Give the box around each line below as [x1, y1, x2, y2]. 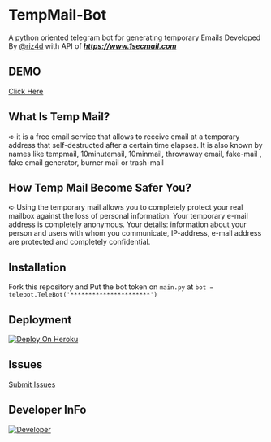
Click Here [8, 86, 44, 96]
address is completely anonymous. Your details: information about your [8, 219, 247, 229]
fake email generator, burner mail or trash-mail [8, 157, 164, 167]
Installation [8, 260, 67, 274]
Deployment [8, 313, 72, 327]
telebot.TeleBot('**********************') [8, 291, 158, 299]
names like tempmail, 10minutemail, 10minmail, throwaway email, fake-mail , [8, 149, 262, 158]
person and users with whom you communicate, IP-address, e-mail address [8, 228, 262, 238]
